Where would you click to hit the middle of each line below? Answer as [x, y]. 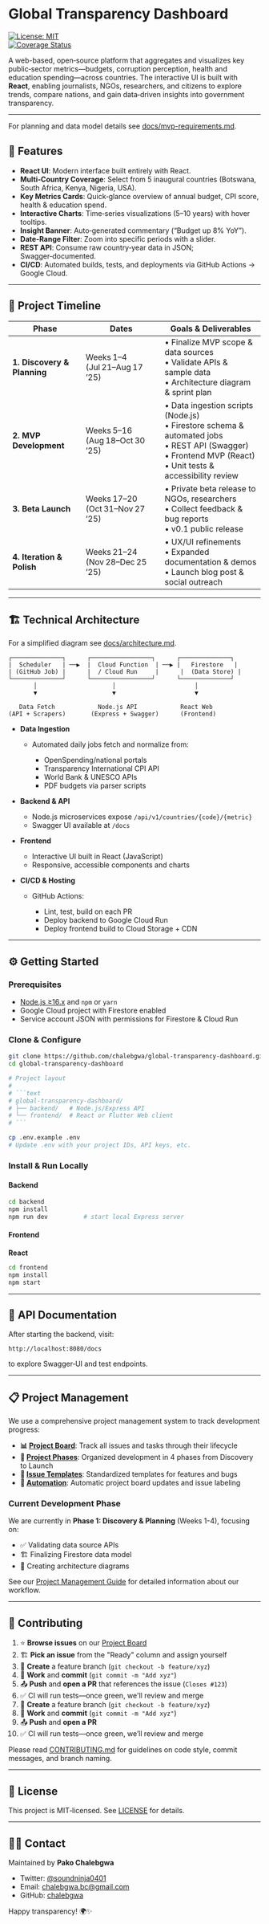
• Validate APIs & [196, 362]
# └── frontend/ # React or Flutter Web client [91, 1116]
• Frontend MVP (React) [210, 455]
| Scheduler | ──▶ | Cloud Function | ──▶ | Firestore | [123, 665]
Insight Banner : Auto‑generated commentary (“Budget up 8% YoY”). [133, 230]
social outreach [193, 581]
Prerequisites [35, 984]
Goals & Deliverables [211, 328]
